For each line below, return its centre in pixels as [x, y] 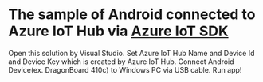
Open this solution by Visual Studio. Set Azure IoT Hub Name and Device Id [131, 53]
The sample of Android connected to [132, 15]
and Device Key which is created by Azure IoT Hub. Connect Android [121, 61]
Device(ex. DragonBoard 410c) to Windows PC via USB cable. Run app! [125, 69]
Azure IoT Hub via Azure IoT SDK [118, 31]
